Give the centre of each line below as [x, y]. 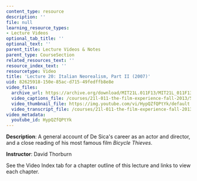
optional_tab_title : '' [35, 39]
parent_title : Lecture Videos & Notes [53, 50]
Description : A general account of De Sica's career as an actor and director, [98, 137]
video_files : [22, 88]
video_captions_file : [38, 98]
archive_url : [27, 93]
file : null [19, 22]
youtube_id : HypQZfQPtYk [42, 120]
